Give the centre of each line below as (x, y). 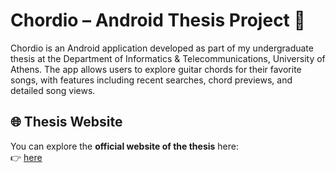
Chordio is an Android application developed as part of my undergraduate (162, 48)
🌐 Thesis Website (66, 122)
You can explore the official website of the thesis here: (124, 146)
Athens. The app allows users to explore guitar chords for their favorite (156, 69)
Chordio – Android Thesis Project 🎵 (158, 20)
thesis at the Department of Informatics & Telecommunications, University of (168, 58)
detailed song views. (53, 90)
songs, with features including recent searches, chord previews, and (151, 80)
